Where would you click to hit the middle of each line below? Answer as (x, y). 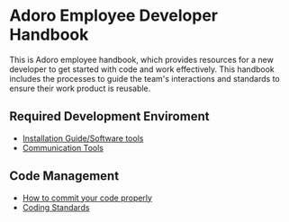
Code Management (64, 176)
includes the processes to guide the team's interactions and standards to (145, 78)
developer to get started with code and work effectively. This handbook (142, 69)
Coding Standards (56, 207)
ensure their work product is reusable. (80, 88)
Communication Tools (63, 147)
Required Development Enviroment (109, 116)
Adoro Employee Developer (114, 16)
